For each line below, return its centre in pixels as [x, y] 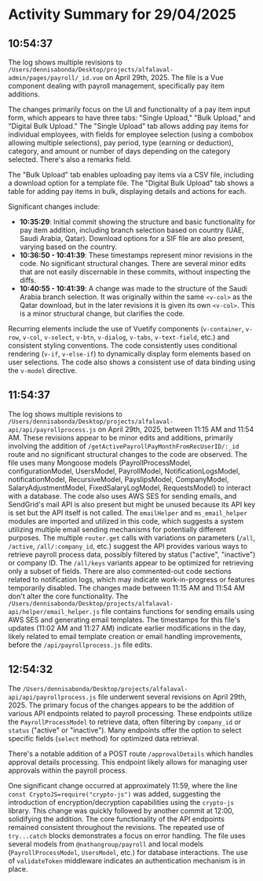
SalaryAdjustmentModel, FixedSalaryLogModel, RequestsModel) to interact [130, 488]
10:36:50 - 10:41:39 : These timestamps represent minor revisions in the [136, 255]
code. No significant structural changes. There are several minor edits [133, 263]
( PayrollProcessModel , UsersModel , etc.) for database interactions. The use [128, 852]
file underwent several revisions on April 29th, [172, 696]
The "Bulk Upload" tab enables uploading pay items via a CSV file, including [131, 175]
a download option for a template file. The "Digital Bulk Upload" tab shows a [131, 183]
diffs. [28, 280]
